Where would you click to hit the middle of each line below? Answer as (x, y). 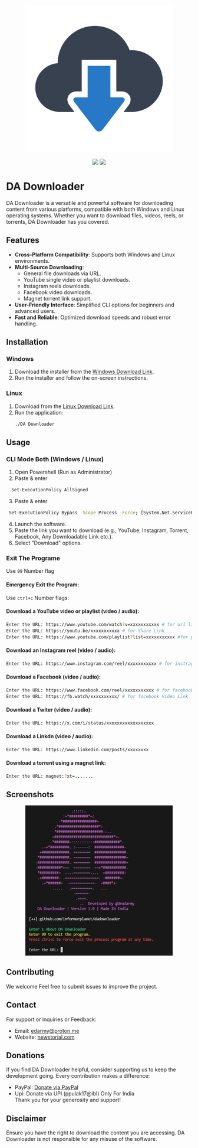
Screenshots (30, 795)
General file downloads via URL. (62, 273)
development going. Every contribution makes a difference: (78, 1076)
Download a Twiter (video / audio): (49, 710)
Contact (21, 1005)
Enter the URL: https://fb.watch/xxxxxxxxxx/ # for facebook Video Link (97, 696)
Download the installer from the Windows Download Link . (84, 372)
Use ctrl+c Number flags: (38, 598)
